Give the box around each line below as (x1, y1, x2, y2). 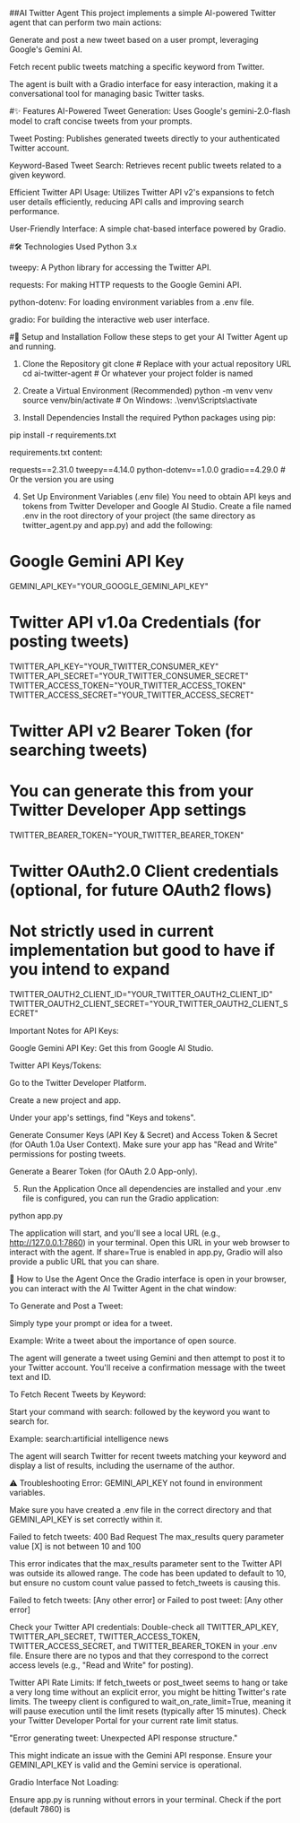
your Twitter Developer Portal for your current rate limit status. (9, 1715, 239, 1726)
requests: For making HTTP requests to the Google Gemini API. (9, 280, 242, 290)
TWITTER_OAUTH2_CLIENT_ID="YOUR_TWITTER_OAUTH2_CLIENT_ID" (9, 989, 273, 1000)
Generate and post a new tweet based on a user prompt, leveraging (9, 35, 259, 45)
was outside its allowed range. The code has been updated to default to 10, (9, 1568, 287, 1579)
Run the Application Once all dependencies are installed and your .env (21, 1184, 282, 1194)
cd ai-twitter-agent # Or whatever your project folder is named (21, 368, 253, 378)
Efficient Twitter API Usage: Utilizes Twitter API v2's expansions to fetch (9, 187, 275, 197)
